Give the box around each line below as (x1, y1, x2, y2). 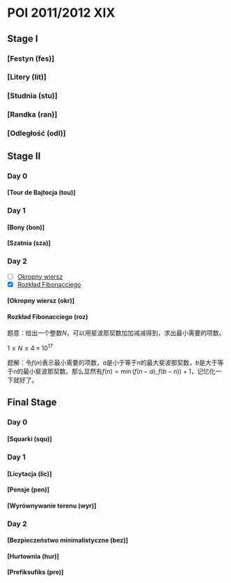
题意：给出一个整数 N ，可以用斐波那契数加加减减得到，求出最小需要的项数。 (7, 329, 225, 337)
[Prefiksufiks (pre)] (7, 568, 64, 577)
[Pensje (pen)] (7, 485, 50, 494)
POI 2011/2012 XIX (7, 5, 115, 21)
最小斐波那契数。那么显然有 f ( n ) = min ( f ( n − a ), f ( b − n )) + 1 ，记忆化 (23, 367, 216, 376)
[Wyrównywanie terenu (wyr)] (7, 501, 97, 510)
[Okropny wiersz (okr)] (7, 297, 75, 305)
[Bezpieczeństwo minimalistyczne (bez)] (7, 536, 129, 545)
